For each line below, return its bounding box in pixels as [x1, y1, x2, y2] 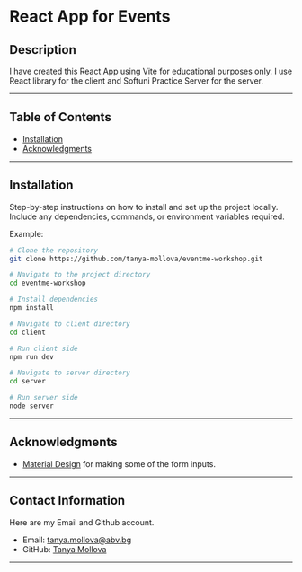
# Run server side [9, 393, 78, 402]
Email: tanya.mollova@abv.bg [22, 534, 132, 545]
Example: [9, 228, 44, 239]
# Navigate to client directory [9, 319, 130, 329]
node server [9, 401, 54, 410]
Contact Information [9, 493, 126, 508]
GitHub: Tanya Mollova [22, 543, 107, 554]
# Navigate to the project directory [9, 270, 151, 279]
